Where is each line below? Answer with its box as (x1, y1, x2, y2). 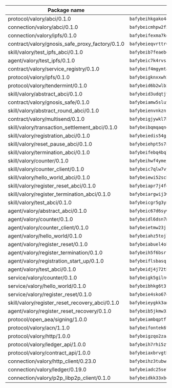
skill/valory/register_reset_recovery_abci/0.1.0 (8, 299, 119, 306)
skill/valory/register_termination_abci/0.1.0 (8, 191, 111, 197)
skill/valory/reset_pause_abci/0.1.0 (8, 141, 92, 147)
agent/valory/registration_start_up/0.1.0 (8, 257, 104, 264)
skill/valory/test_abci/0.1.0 (8, 199, 72, 206)
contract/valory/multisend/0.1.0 (8, 116, 85, 122)
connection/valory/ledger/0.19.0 (8, 366, 87, 373)
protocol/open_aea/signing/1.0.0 (8, 316, 88, 323)
